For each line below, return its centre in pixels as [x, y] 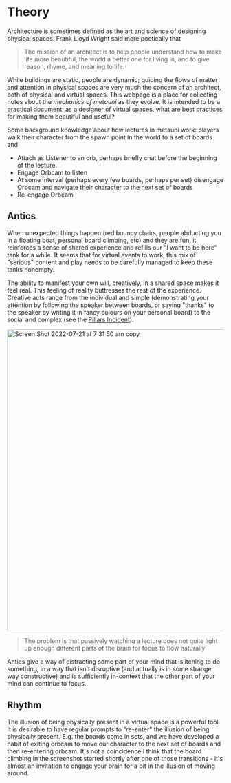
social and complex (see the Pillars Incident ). [70, 319]
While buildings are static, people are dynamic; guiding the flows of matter [112, 79]
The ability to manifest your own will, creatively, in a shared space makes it [113, 283]
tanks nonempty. [31, 269]
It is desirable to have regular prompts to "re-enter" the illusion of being [108, 729]
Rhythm [24, 705]
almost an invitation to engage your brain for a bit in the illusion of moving [111, 766]
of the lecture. [37, 165]
